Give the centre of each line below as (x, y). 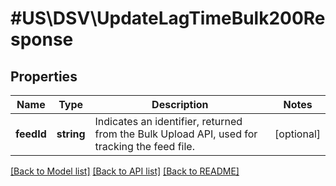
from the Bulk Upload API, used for (176, 134)
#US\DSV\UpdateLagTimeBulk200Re (168, 18)
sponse (42, 39)
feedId (31, 134)
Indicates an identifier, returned (168, 121)
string (71, 134)
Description (180, 104)
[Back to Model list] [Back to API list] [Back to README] (125, 171)
